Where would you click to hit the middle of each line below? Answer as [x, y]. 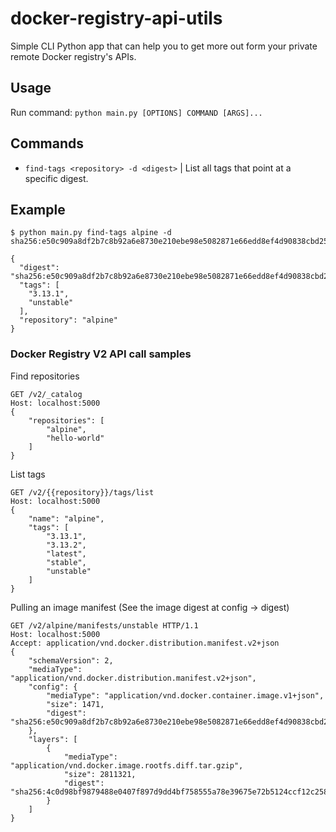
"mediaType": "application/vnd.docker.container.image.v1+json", [185, 695]
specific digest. [56, 178]
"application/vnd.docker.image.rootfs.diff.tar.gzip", [127, 765]
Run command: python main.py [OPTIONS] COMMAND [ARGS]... [136, 112]
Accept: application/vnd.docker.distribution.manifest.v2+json [145, 643]
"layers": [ [53, 739]
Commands [47, 143]
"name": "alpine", [66, 518]
